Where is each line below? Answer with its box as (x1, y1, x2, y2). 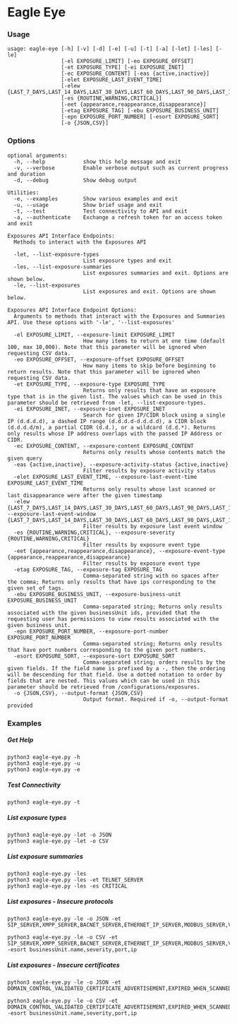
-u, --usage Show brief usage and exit (13, 201, 162, 208)
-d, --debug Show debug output (13, 177, 138, 184)
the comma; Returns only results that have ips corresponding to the (7, 578, 217, 585)
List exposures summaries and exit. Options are (83, 269, 229, 276)
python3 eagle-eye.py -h (7, 754, 80, 761)
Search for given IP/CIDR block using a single (83, 411, 226, 419)
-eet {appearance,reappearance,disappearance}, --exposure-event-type (13, 547, 226, 554)
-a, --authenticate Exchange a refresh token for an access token (13, 213, 222, 221)
